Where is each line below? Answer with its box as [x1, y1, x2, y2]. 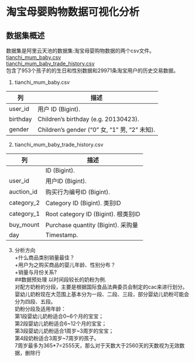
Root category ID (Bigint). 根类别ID [45, 210, 141, 218]
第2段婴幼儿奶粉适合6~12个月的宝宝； [14, 320, 107, 327]
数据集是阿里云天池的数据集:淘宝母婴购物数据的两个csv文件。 [6, 48, 155, 54]
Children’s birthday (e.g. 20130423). [37, 115, 139, 123]
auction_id [9, 188, 38, 195]
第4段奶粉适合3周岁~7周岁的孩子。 [14, 335, 100, 341]
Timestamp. [45, 231, 78, 239]
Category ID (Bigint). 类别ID [45, 199, 121, 207]
